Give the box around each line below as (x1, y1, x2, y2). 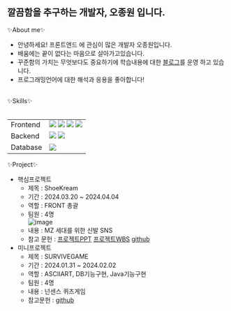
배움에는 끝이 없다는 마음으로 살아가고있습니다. (17, 49, 145, 57)
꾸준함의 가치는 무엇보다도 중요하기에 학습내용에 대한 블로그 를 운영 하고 (17, 58, 211, 66)
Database (10, 142, 43, 152)
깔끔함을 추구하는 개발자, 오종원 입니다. (7, 6, 165, 19)
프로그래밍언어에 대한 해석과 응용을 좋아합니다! (17, 75, 145, 84)
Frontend (10, 120, 40, 130)
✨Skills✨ (7, 96, 33, 105)
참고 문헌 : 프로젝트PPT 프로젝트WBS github (27, 235, 150, 243)
